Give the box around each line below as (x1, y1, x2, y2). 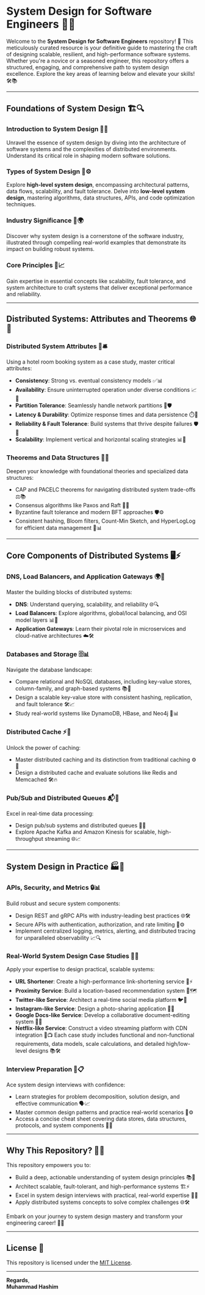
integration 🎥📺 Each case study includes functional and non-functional (15, 1031, 195, 1039)
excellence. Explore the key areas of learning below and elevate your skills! (6, 70, 195, 77)
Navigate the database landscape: (6, 666, 93, 674)
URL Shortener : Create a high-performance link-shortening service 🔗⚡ (15, 978, 193, 985)
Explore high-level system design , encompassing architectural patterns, (6, 181, 190, 188)
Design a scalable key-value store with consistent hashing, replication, (15, 693, 193, 701)
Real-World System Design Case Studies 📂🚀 (6, 952, 139, 960)
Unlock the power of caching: (6, 744, 81, 751)
